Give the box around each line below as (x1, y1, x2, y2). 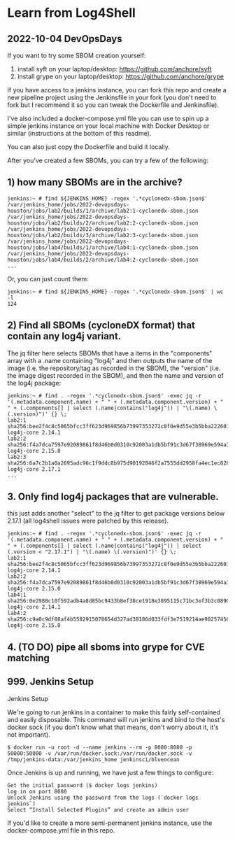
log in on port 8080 (7, 788, 68, 795)
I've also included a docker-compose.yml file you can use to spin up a (7, 114, 209, 122)
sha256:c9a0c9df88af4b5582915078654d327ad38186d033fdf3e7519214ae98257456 (7, 616, 230, 623)
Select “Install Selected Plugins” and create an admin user (7, 806, 190, 813)
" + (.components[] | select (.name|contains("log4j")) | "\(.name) (7, 404, 211, 411)
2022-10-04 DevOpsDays (7, 33, 122, 45)
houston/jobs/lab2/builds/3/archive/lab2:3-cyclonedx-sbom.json (7, 232, 199, 239)
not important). (7, 730, 50, 739)
